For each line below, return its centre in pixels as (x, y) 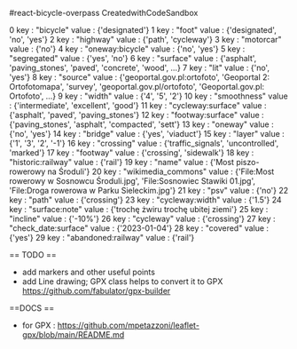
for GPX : (39, 325)
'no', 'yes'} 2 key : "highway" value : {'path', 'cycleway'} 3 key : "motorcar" (145, 40)
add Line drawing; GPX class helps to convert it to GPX (122, 282)
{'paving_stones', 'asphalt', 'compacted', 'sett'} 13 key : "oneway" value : (141, 124)
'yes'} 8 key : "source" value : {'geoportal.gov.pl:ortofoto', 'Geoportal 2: (140, 77)
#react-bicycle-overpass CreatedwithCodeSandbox (104, 13)
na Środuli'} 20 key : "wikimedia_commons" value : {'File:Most (161, 171)
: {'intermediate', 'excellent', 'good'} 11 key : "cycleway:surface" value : (138, 105)
